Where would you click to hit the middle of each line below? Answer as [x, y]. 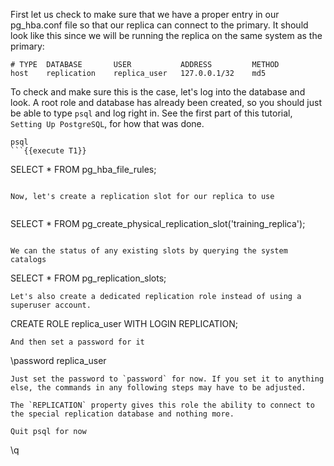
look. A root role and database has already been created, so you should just [166, 102]
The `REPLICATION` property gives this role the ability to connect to [162, 405]
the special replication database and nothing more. [122, 414]
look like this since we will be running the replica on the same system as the [166, 35]
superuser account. [51, 305]
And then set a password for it [77, 342]
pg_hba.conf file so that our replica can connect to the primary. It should [159, 25]
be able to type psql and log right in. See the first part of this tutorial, [151, 113]
